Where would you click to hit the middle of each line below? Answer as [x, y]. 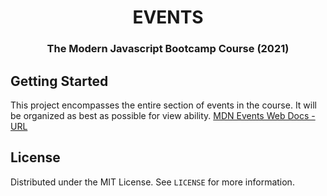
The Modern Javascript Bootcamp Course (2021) [168, 49]
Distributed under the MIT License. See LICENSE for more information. [152, 182]
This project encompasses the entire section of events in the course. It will [163, 105]
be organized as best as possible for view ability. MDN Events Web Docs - [163, 115]
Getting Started [59, 81]
